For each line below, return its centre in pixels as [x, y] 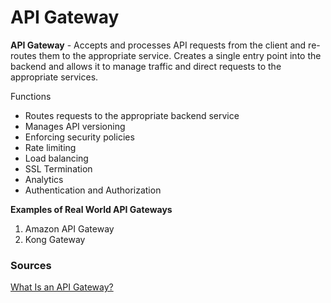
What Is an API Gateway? [62, 287]
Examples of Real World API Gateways [91, 209]
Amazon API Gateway [69, 228]
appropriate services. [54, 77]
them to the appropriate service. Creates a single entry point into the [180, 55]
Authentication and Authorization [93, 190]
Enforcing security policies [79, 137]
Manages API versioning [75, 126]
